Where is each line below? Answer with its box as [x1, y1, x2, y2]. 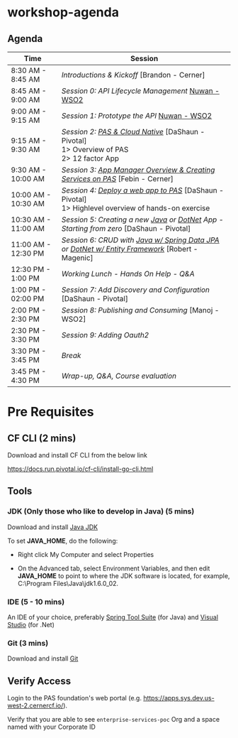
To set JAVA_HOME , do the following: [7, 536, 118, 545]
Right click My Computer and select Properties [17, 550, 154, 558]
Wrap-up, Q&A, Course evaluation [61, 371, 177, 381]
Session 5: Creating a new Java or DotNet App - [61, 215, 224, 224]
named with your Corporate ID [7, 722, 96, 732]
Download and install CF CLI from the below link [7, 451, 147, 459]
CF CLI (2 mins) [7, 432, 76, 444]
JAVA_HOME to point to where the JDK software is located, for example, [17, 571, 230, 580]
